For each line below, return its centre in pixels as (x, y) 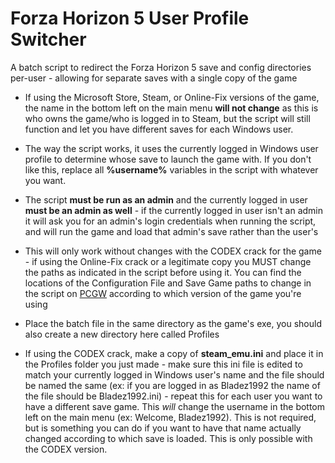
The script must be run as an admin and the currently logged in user (166, 199)
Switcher (48, 39)
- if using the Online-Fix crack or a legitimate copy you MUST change (168, 261)
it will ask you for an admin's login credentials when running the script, (170, 221)
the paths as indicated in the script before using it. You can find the (163, 272)
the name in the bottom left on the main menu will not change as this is (171, 108)
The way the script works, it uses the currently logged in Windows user (171, 148)
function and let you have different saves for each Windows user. (159, 129)
